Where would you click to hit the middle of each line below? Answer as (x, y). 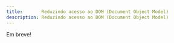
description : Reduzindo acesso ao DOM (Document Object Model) (88, 17)
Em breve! (19, 34)
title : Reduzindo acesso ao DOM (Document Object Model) (88, 12)
